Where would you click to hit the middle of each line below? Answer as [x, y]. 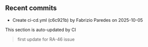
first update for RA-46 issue [46, 39]
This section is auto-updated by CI [41, 30]
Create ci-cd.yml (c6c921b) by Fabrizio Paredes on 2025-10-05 [77, 20]
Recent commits [31, 8]
